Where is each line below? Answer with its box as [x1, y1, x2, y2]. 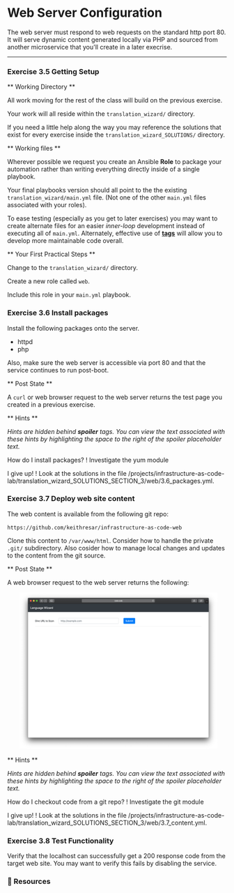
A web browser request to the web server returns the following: [7, 578, 189, 587]
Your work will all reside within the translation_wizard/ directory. [7, 110, 195, 118]
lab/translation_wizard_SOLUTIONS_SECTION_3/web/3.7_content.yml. [7, 818, 208, 827]
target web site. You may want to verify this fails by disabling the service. [7, 860, 217, 868]
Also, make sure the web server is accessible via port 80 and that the [7, 358, 206, 367]
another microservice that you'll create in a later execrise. [7, 43, 173, 51]
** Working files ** [7, 144, 61, 153]
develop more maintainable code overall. [7, 237, 124, 245]
